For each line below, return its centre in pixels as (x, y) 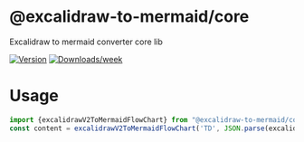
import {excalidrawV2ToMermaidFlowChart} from (99, 119)
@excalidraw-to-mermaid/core (129, 17)
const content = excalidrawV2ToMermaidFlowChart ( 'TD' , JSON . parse (137, 128)
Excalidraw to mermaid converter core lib (86, 42)
